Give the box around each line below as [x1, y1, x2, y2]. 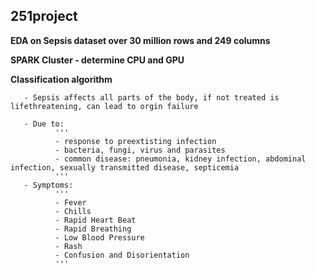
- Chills [54, 206, 92, 216]
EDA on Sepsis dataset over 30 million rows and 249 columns [10, 34, 271, 46]
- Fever [54, 197, 87, 208]
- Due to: [23, 119, 65, 129]
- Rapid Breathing [54, 224, 132, 234]
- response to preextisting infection [54, 136, 217, 146]
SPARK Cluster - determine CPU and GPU [10, 54, 185, 66]
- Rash [54, 241, 83, 251]
